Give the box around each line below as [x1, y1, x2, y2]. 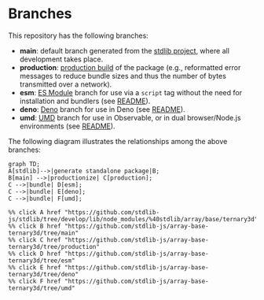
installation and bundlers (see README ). [19, 96, 151, 106]
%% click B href [8, 222, 61, 230]
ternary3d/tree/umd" [8, 284, 76, 292]
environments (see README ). [19, 121, 115, 131]
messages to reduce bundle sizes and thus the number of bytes [19, 71, 226, 80]
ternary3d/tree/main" [8, 229, 79, 237]
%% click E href [8, 263, 61, 272]
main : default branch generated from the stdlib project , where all [19, 46, 230, 55]
